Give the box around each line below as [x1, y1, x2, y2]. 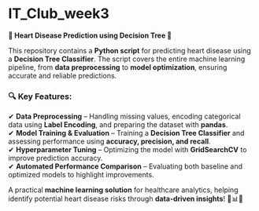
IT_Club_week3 [8, 5, 109, 23]
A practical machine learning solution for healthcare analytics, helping [8, 185, 239, 195]
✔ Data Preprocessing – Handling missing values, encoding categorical [8, 111, 242, 122]
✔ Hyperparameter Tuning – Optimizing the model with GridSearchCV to [8, 145, 247, 155]
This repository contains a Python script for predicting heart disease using [8, 45, 252, 55]
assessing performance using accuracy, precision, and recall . [8, 136, 211, 146]
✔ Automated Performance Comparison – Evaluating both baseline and [8, 162, 242, 171]
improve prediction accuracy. [8, 154, 103, 163]
